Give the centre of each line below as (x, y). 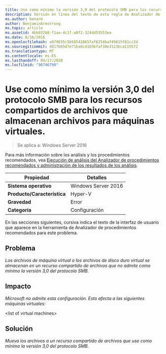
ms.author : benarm (24, 19)
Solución (19, 329)
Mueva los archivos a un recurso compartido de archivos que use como (79, 341)
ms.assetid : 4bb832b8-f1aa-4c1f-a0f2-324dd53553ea (58, 33)
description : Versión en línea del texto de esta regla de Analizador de (83, 14)
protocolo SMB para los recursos (74, 100)
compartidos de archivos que (67, 111)
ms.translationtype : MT (30, 51)
